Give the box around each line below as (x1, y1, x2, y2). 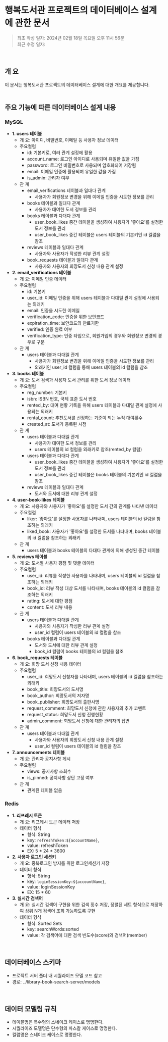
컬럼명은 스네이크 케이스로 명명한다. (12, 1031, 82, 1038)
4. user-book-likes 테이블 (12, 497, 65, 503)
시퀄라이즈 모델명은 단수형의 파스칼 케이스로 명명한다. (12, 1025, 117, 1031)
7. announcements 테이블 (12, 750, 65, 756)
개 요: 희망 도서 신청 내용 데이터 (19, 661, 81, 667)
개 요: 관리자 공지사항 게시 (19, 756, 71, 762)
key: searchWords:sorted (27, 926, 79, 932)
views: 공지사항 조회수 (27, 768, 71, 774)
